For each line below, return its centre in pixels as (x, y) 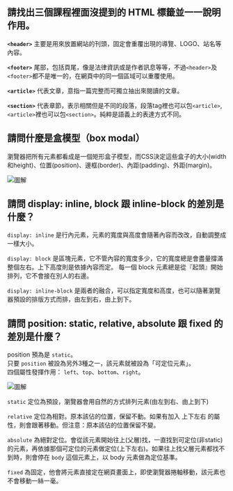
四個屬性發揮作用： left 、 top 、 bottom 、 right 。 (76, 372)
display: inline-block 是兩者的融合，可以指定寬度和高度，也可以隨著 (108, 290)
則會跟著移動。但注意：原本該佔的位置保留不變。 (89, 425)
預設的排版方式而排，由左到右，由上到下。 (74, 299)
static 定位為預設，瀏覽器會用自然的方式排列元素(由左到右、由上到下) (108, 402)
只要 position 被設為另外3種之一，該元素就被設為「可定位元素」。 (101, 364)
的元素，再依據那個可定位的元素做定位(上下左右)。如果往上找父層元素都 (110, 449)
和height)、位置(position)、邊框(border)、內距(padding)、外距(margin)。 (112, 165)
